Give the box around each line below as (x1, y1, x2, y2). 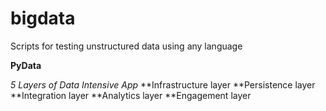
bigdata (10, 7, 76, 30)
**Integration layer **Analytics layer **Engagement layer (10, 89, 252, 101)
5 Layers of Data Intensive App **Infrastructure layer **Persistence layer (10, 78, 316, 91)
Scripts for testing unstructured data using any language (10, 40, 243, 52)
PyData (10, 59, 42, 71)
